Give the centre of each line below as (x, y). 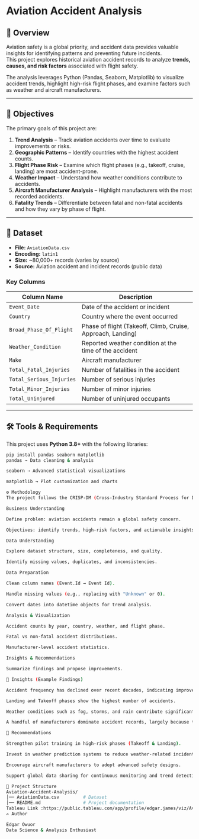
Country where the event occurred (130, 316)
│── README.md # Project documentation (75, 803)
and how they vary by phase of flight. (60, 209)
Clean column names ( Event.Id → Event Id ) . (61, 584)
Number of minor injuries (116, 389)
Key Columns (26, 281)
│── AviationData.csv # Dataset (57, 798)
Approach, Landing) (110, 333)
